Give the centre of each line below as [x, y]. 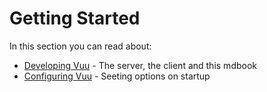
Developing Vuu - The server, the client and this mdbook [140, 65]
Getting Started [75, 18]
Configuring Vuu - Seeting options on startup [117, 76]
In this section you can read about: [80, 46]
